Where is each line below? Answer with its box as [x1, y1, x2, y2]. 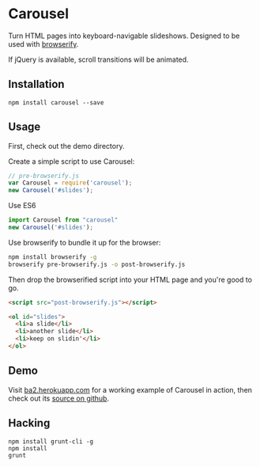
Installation [8, 78, 65, 91]
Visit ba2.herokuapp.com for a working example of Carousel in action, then [8, 385, 253, 394]
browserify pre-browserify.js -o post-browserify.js [8, 260, 186, 268]
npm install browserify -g [8, 252, 97, 261]
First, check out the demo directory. [8, 141, 125, 150]
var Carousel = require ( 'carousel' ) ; [8, 179, 133, 187]
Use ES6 [8, 201, 36, 211]
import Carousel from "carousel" [8, 216, 119, 224]
